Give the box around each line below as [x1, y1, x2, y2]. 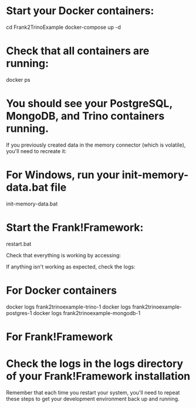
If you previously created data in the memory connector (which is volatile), [6, 141, 186, 148]
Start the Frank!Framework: [6, 221, 144, 234]
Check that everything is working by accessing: [6, 251, 121, 258]
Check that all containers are [6, 44, 150, 58]
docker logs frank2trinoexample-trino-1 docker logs [6, 303, 131, 310]
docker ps [6, 76, 31, 83]
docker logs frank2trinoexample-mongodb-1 [33, 309, 141, 316]
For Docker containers [6, 284, 117, 297]
